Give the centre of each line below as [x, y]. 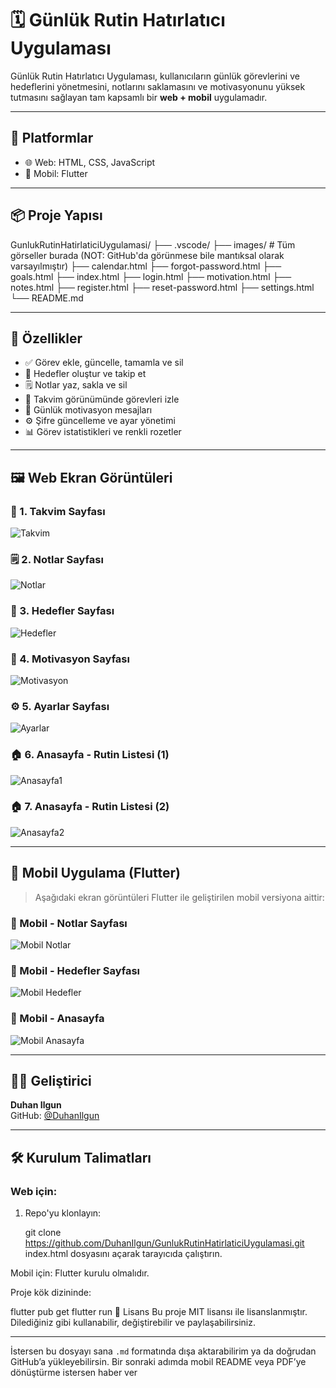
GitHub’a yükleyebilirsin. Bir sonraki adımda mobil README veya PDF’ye [158, 1362]
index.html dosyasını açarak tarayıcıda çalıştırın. [123, 1254]
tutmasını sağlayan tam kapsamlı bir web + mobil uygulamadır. [139, 97]
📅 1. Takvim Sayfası [58, 511]
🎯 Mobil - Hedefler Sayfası [75, 970]
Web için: [34, 1191]
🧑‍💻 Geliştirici [51, 1080]
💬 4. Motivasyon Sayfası [70, 659]
